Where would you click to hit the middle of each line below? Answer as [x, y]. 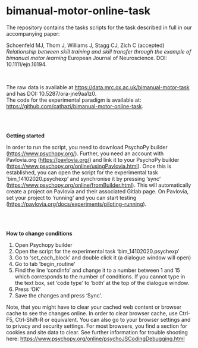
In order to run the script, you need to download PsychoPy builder [87, 147]
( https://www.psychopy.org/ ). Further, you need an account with [85, 153]
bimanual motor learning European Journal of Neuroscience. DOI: [87, 58]
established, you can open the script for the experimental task [82, 172]
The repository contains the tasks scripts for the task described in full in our [99, 27]
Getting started [25, 136]
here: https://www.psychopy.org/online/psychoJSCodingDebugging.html [96, 338]
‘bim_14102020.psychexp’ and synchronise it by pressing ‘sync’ [84, 178]
